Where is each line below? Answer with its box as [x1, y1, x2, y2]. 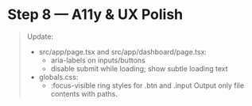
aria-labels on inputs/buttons [50, 55, 145, 65]
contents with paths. [50, 89, 118, 98]
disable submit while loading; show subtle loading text [50, 63, 228, 73]
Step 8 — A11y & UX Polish [7, 6, 184, 24]
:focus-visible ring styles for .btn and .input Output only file [50, 81, 244, 90]
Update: [26, 32, 53, 41]
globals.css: [38, 72, 79, 81]
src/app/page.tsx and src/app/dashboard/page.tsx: [38, 47, 207, 56]
